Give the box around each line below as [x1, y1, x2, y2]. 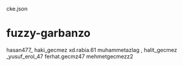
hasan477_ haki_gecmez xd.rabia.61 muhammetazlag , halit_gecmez [6, 46, 177, 53]
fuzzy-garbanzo [6, 27, 91, 40]
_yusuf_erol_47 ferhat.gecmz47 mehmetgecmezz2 [6, 53, 133, 60]
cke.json [6, 5, 28, 12]
